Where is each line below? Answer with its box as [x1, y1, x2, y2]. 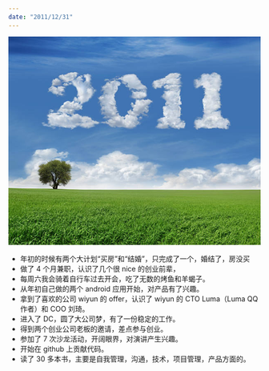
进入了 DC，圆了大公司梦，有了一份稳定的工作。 [19, 313, 180, 324]
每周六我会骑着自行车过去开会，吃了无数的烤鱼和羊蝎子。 [19, 273, 210, 284]
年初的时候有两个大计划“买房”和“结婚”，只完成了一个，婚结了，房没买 [19, 253, 251, 264]
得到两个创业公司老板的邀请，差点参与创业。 [19, 324, 168, 333]
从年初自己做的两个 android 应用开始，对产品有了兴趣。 [19, 284, 204, 293]
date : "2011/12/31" [8, 13, 74, 21]
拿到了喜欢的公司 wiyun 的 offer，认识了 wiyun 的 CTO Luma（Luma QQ [19, 293, 259, 304]
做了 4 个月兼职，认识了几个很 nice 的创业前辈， [19, 264, 180, 273]
